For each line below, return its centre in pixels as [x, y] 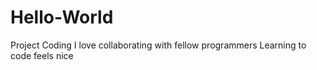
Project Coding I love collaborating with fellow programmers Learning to [158, 45]
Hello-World [62, 17]
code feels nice [42, 55]
